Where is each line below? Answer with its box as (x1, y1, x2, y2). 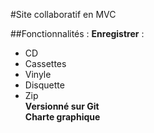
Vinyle (24, 69, 52, 80)
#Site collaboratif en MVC (10, 9, 117, 20)
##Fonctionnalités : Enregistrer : (10, 28, 145, 39)
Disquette (24, 79, 65, 91)
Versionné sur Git (24, 100, 100, 112)
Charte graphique (24, 111, 101, 123)
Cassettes (24, 58, 67, 69)
